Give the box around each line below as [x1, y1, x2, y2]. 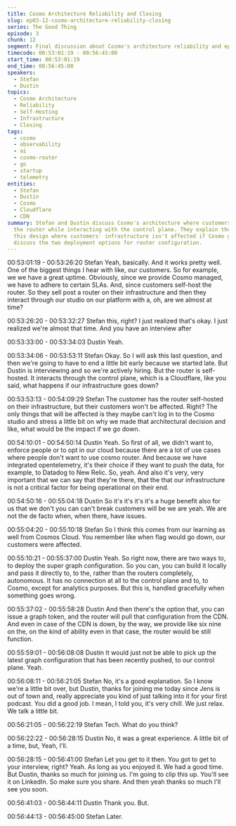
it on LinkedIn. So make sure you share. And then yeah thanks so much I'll [7, 777, 221, 786]
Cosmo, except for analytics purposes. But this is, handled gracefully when [7, 584, 225, 593]
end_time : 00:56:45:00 [7, 63, 74, 70]
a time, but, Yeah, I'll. [7, 742, 68, 750]
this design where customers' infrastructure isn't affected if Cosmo [13, 233, 225, 240]
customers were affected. [7, 541, 82, 549]
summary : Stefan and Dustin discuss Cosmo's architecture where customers [7, 219, 231, 226]
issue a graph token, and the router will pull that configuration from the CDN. [7, 612, 229, 621]
